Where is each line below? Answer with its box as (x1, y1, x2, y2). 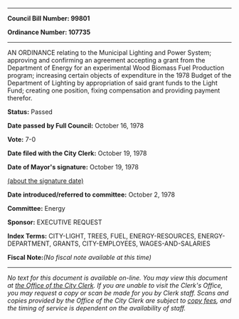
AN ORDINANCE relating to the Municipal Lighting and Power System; (7, 48, 212, 57)
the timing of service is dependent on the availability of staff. (7, 304, 186, 312)
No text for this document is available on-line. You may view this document (7, 273, 228, 282)
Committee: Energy (7, 204, 65, 212)
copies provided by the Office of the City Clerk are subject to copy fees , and (7, 296, 232, 305)
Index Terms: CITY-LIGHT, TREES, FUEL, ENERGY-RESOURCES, (7, 232, 197, 240)
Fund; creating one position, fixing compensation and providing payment (7, 86, 221, 95)
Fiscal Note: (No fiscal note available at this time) (7, 253, 152, 261)
